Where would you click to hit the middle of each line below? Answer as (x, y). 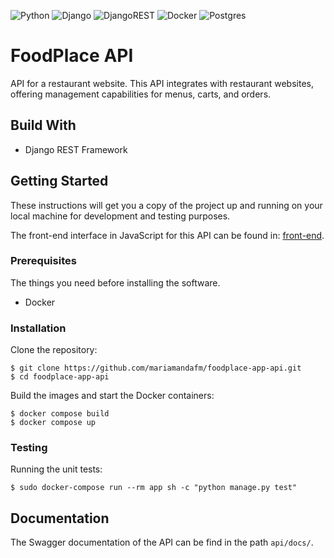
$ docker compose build (60, 414)
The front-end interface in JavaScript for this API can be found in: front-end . (167, 235)
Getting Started (59, 181)
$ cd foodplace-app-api (60, 377)
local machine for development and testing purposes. (120, 216)
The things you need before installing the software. (115, 282)
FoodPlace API (72, 56)
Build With (43, 125)
